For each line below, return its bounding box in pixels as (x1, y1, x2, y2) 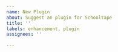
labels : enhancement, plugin (6, 25, 80, 32)
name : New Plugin (6, 8, 50, 15)
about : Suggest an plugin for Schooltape (6, 15, 113, 21)
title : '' (6, 20, 31, 26)
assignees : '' (6, 31, 42, 37)
